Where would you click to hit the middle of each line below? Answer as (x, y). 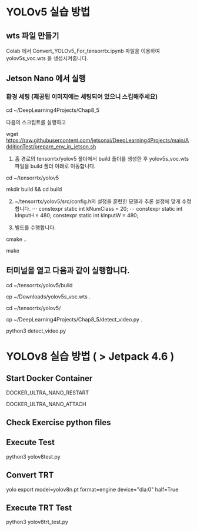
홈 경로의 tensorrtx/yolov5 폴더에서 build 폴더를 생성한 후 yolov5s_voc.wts (102, 158)
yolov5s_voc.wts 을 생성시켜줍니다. (47, 58)
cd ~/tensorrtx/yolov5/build (39, 285)
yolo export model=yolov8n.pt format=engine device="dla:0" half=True (92, 489)
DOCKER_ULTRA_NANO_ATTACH (46, 404)
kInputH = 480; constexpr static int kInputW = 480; (76, 215)
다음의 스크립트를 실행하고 (36, 122)
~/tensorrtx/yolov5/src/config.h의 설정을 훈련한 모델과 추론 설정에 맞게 (97, 201)
